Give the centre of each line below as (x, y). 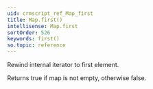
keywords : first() (33, 39)
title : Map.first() (35, 20)
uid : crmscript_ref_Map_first (50, 13)
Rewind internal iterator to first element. (63, 65)
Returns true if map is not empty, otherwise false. (77, 78)
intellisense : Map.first (43, 26)
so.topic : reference (37, 45)
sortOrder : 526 (29, 33)
